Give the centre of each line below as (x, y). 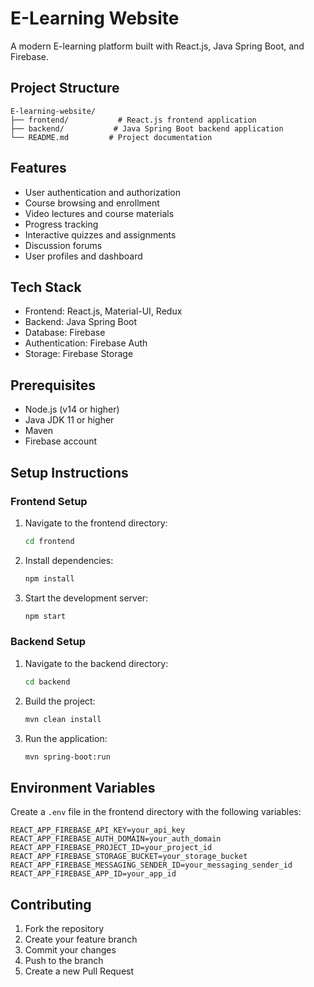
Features (38, 168)
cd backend (47, 682)
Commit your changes (70, 950)
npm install (49, 578)
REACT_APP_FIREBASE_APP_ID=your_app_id (93, 874)
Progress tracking (61, 224)
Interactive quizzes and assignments (100, 234)
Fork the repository (64, 929)
